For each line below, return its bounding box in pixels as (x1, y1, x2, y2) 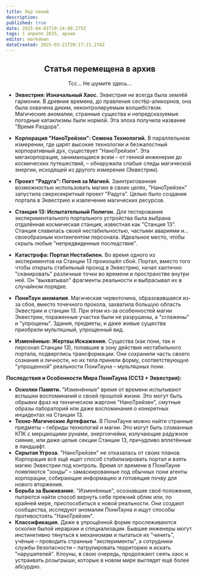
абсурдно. (14, 563, 42, 570)
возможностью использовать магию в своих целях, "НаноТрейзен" (14, 184, 187, 191)
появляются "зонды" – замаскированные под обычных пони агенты (14, 468, 188, 475)
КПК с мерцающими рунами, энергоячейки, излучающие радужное (14, 430, 188, 437)
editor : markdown (6, 36, 49, 42)
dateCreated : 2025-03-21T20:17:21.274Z (6, 42, 105, 48)
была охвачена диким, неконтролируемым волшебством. (14, 104, 162, 111)
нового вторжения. (14, 480, 64, 488)
